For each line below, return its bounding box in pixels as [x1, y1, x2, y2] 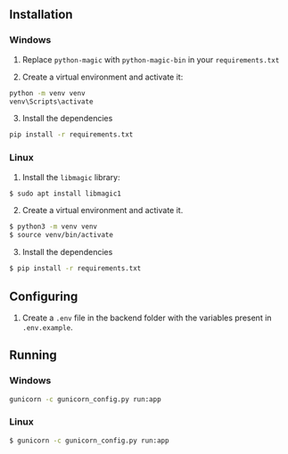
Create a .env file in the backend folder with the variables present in [21, 312, 272, 323]
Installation [9, 7, 73, 22]
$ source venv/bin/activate [9, 231, 114, 240]
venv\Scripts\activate [9, 97, 94, 106]
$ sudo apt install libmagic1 [9, 189, 122, 198]
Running [9, 348, 58, 363]
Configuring [9, 289, 78, 304]
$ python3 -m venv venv [9, 222, 98, 231]
